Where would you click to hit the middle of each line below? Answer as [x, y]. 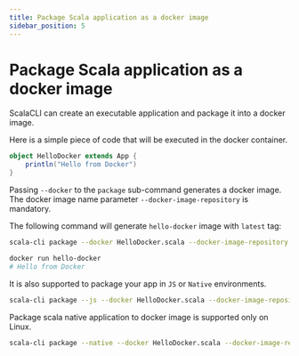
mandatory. [30, 209]
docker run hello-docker [55, 258]
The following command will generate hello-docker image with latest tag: [145, 226]
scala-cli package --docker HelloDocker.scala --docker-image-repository [149, 243]
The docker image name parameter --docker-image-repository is [129, 199]
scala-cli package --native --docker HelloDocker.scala [115, 343]
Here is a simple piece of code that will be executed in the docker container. [149, 140]
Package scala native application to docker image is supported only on [139, 317]
